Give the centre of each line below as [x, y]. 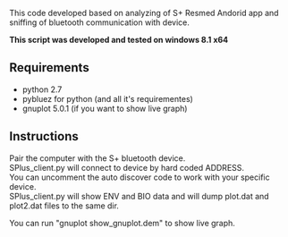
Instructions [44, 136]
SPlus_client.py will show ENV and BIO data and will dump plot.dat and [140, 196]
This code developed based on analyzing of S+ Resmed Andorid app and [144, 13]
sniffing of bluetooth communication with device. [99, 22]
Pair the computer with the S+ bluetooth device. [97, 158]
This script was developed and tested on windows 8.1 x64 [119, 40]
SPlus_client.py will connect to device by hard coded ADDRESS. [127, 167]
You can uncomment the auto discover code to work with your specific [140, 177]
